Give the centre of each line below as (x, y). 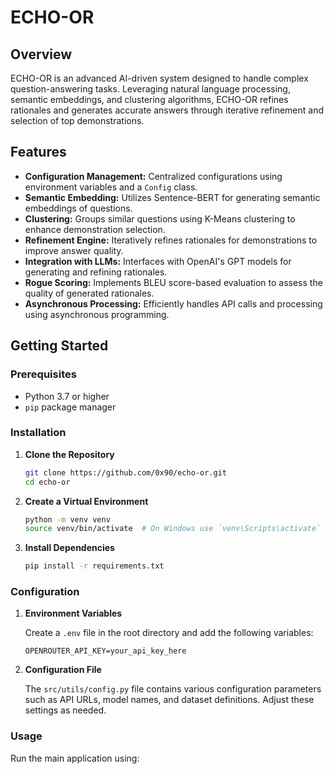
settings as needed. (65, 710)
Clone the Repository (69, 454)
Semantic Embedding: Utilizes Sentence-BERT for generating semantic (172, 197)
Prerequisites (43, 374)
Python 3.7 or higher (67, 396)
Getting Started (59, 346)
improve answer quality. (74, 250)
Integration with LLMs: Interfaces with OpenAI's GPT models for (158, 261)
